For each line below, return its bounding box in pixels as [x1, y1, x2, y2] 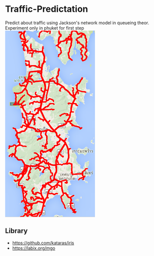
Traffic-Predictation [5, 3, 89, 15]
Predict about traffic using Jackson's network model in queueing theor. [5, 20, 149, 26]
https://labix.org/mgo [12, 245, 56, 251]
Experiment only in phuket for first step [5, 25, 85, 31]
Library [5, 227, 28, 235]
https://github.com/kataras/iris [12, 240, 74, 246]
